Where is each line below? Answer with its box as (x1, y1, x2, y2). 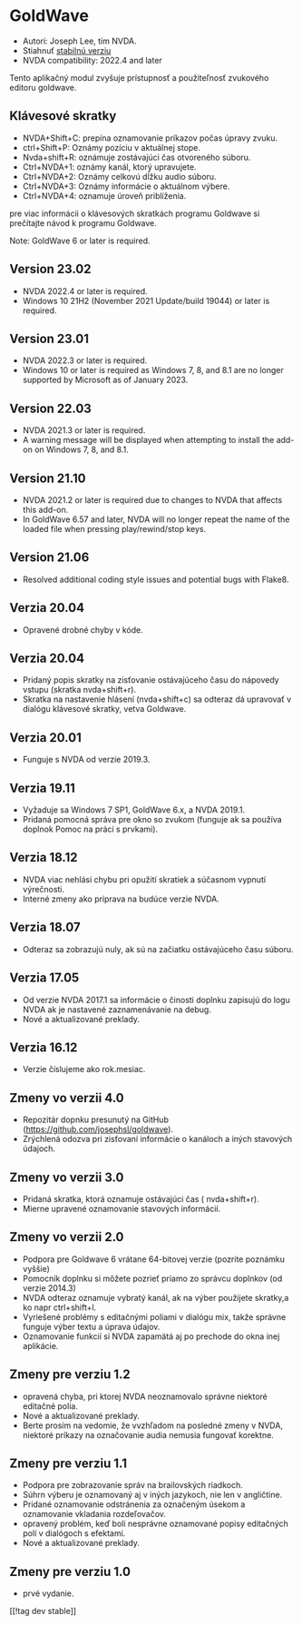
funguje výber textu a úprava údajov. (22, 1321, 161, 1332)
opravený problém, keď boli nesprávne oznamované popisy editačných (22, 1518, 288, 1530)
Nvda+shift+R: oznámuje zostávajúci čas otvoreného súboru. (22, 152, 251, 162)
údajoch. (22, 1143, 56, 1154)
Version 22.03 (9, 400, 93, 416)
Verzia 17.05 (9, 970, 80, 986)
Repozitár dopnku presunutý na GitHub (22, 1114, 170, 1126)
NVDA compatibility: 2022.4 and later (22, 54, 163, 65)
